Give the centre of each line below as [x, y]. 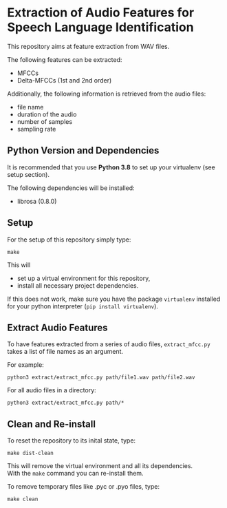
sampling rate [36, 129]
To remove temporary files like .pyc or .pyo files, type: [84, 487]
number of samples [45, 121]
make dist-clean [30, 453]
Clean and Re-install [52, 424]
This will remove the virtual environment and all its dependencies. [100, 466]
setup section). [29, 174]
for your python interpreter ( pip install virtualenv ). [83, 306]
